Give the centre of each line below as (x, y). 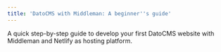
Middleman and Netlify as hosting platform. (70, 41)
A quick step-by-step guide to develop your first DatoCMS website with (111, 33)
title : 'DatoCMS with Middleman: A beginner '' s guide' (89, 14)
